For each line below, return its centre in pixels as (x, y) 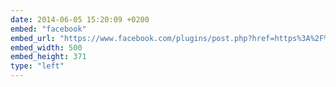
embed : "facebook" (48, 29)
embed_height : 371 (48, 57)
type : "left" (37, 66)
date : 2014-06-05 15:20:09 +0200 (80, 19)
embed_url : (33, 38)
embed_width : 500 (46, 47)
